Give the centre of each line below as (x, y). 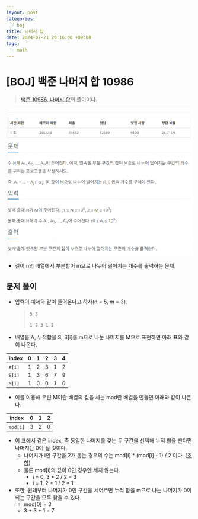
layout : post (22, 12)
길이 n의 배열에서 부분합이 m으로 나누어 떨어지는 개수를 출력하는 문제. (95, 266)
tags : (13, 44)
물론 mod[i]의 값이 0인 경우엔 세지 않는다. (72, 470)
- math (20, 50)
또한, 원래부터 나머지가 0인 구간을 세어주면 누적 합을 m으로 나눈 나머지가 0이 (103, 490)
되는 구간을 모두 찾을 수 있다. (48, 498)
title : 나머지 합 (25, 31)
